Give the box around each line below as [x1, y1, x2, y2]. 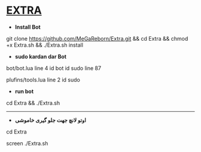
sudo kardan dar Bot [14, 53, 67, 60]
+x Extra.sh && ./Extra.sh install [6, 41, 84, 48]
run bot [14, 87, 34, 95]
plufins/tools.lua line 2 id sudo [6, 76, 81, 83]
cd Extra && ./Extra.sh [6, 99, 60, 107]
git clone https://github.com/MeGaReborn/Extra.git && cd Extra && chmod [6, 35, 188, 42]
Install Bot [14, 23, 41, 31]
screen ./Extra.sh [6, 139, 48, 147]
